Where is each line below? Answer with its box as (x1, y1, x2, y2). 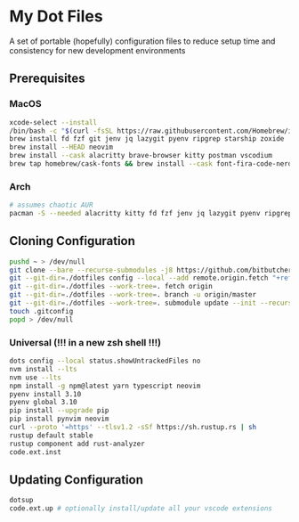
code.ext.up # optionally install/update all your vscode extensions (9, 504, 273, 513)
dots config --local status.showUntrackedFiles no (9, 356, 201, 366)
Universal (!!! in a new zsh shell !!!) (9, 336, 162, 348)
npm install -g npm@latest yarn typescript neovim (9, 381, 201, 390)
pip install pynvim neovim (9, 414, 109, 424)
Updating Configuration (9, 472, 144, 487)
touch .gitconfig (9, 306, 74, 315)
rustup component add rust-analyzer (9, 439, 145, 448)
